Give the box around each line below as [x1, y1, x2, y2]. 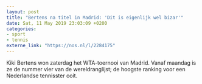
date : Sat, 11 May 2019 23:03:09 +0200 [6, 20, 108, 26]
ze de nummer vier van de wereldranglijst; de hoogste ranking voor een [6, 65, 186, 73]
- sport [6, 31, 26, 37]
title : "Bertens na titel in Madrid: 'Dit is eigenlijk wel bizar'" [6, 15, 184, 21]
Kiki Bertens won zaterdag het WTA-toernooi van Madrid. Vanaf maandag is [6, 59, 197, 66]
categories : [6, 25, 37, 32]
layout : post [6, 8, 40, 15]
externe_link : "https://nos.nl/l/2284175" [6, 43, 116, 49]
